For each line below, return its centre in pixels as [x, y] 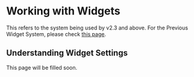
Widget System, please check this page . [56, 34]
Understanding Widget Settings [67, 53]
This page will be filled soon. [42, 67]
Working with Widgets [63, 11]
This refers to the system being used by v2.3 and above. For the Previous [97, 28]
